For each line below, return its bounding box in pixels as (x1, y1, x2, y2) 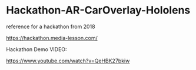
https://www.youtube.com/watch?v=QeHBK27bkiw (6, 57, 130, 64)
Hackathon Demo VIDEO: (6, 45, 67, 53)
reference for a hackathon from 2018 (6, 23, 95, 30)
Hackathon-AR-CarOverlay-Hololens (6, 4, 191, 17)
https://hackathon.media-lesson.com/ (6, 34, 98, 41)
